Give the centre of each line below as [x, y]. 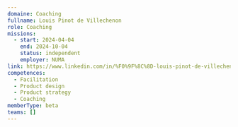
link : [15, 66]
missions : [22, 34]
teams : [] [22, 112]
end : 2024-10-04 [44, 47]
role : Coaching [30, 27]
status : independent [50, 54]
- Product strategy [42, 92]
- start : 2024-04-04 [44, 40]
